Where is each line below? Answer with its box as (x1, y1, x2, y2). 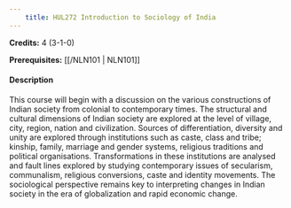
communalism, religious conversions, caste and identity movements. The (9, 169, 276, 180)
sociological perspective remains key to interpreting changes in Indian (9, 179, 266, 189)
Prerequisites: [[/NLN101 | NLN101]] (9, 54, 140, 65)
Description (9, 74, 54, 85)
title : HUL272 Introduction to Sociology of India (25, 12, 216, 22)
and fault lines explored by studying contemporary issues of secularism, (9, 160, 273, 171)
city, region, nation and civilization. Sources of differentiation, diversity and (9, 122, 283, 133)
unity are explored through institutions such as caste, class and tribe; (9, 132, 262, 143)
